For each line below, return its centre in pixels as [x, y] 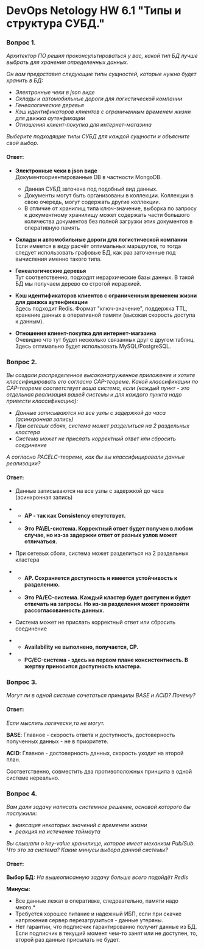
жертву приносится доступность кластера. [83, 666]
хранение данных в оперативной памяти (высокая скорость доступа [105, 315]
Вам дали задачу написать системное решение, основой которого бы [98, 806]
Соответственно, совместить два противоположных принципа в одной [99, 771]
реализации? [23, 463]
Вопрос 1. [21, 43]
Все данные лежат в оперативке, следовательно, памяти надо [97, 901]
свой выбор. [23, 143]
